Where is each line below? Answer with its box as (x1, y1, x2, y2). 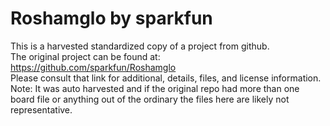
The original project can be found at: (10, 50, 161, 62)
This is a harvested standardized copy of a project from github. (10, 40, 270, 52)
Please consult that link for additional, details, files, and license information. (10, 72, 322, 84)
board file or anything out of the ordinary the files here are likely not (10, 93, 290, 105)
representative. (10, 103, 73, 116)
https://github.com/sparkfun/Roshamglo (10, 61, 177, 73)
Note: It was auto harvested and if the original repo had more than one (10, 82, 300, 94)
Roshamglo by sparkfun (10, 7, 213, 30)
